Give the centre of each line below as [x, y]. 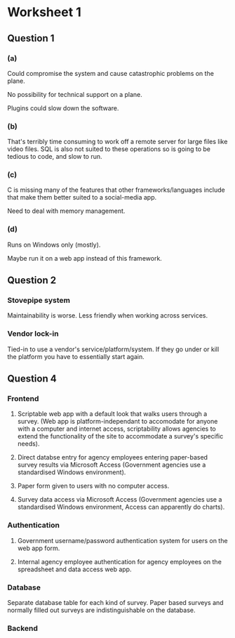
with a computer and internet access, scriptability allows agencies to [116, 429]
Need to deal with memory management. [66, 211]
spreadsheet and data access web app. [74, 569]
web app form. [39, 548]
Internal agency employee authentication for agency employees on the [120, 561]
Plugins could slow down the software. [63, 108]
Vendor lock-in [33, 334]
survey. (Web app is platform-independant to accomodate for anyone [117, 422]
